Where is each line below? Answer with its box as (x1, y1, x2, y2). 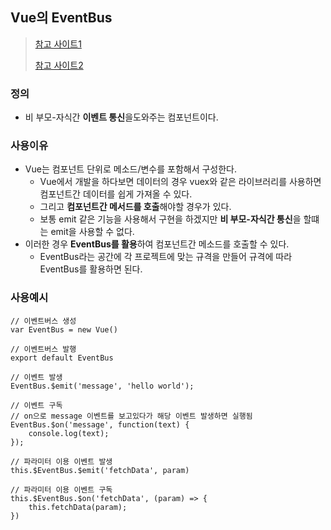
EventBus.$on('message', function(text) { (10, 419, 190, 430)
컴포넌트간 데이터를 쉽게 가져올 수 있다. (39, 188, 193, 200)
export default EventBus (10, 353, 114, 363)
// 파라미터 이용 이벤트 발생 (10, 456, 113, 467)
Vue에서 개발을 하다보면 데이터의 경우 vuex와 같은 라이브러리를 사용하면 (39, 176, 322, 188)
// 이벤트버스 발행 (10, 344, 77, 354)
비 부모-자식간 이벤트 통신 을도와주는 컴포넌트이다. (24, 111, 219, 123)
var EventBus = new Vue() (10, 324, 118, 335)
